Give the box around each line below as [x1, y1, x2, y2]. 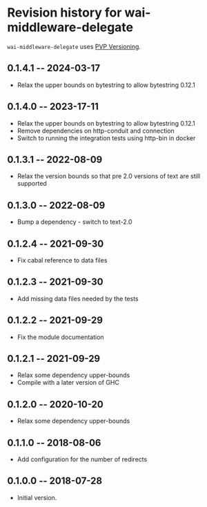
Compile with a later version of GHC [17, 379, 119, 387]
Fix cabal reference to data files [17, 256, 108, 264]
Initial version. [17, 493, 57, 501]
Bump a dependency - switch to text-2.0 [17, 218, 132, 226]
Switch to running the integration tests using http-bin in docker [17, 133, 196, 142]
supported [17, 180, 47, 188]
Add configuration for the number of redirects [17, 455, 148, 463]
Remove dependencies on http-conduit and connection [17, 126, 175, 135]
